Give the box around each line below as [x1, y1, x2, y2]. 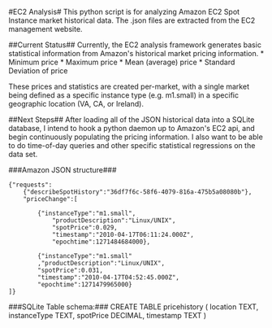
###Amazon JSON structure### [8, 165, 117, 174]
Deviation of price [8, 66, 68, 76]
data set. [8, 150, 38, 159]
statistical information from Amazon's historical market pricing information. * [8, 49, 265, 58]
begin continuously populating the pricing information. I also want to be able [8, 132, 264, 142]
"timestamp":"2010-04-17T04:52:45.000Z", [37, 273, 180, 282]
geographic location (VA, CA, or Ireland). [8, 99, 145, 108]
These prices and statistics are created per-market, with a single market [8, 81, 250, 91]
